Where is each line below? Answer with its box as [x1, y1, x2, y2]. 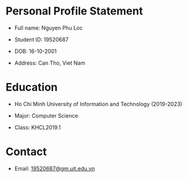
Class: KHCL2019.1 [14, 124, 61, 131]
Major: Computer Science [14, 112, 78, 119]
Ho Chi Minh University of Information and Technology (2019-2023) [14, 100, 183, 107]
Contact [5, 145, 47, 159]
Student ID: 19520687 [14, 36, 69, 43]
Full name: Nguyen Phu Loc [14, 24, 83, 31]
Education [5, 80, 58, 94]
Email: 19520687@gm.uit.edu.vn [14, 165, 95, 172]
